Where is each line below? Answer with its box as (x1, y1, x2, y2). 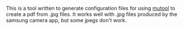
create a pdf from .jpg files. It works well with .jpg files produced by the (6, 11, 178, 18)
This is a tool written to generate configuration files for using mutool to (6, 5, 175, 11)
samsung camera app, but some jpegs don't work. (6, 17, 127, 23)
